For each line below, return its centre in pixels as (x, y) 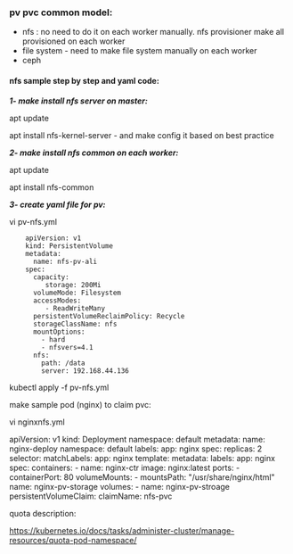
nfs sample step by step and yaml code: (85, 80)
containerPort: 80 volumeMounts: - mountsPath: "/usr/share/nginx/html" (142, 477)
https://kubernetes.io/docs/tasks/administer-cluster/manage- (122, 530)
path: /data (64, 363)
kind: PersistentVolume (69, 246)
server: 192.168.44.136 (85, 371)
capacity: (51, 277)
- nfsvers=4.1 (67, 347)
